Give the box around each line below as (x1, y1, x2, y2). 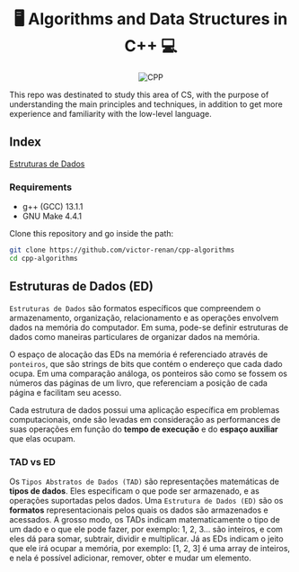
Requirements (9, 181, 73, 193)
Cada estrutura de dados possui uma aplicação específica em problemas (9, 404, 280, 416)
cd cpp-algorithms (9, 254, 78, 263)
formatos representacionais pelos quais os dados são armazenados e (9, 505, 268, 515)
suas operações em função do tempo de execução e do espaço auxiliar (9, 424, 278, 434)
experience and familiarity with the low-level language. (9, 108, 213, 119)
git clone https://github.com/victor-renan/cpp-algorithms (9, 246, 235, 255)
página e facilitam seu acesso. (9, 387, 122, 398)
